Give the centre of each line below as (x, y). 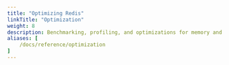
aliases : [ (23, 39)
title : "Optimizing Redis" (46, 13)
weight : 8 (21, 26)
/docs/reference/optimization (63, 45)
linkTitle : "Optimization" (46, 20)
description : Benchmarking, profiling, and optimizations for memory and (115, 32)
